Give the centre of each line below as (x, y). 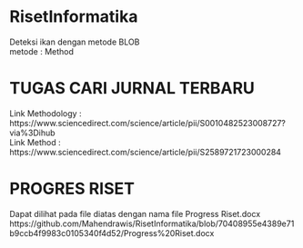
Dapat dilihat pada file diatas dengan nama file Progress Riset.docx (135, 213)
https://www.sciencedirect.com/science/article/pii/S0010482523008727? (148, 123)
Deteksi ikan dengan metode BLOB (75, 42)
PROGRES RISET (72, 189)
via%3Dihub (33, 133)
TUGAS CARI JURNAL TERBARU (132, 89)
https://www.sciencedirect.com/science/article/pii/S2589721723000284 (146, 152)
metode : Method (42, 51)
